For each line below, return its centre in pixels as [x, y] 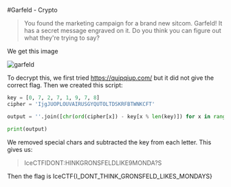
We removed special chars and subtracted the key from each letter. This [109, 142]
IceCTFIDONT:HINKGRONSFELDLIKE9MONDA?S [93, 163]
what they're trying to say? [62, 38]
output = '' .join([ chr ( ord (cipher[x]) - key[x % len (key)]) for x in [109, 116]
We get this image [33, 51]
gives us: [20, 149]
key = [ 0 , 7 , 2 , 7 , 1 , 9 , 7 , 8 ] [53, 98]
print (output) [27, 129]
